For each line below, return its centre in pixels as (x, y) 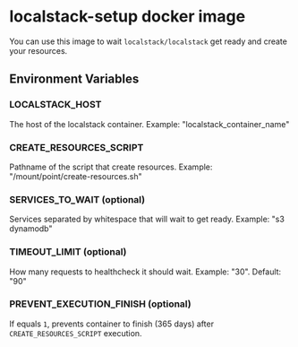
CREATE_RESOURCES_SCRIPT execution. (76, 333)
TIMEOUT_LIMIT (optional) (68, 252)
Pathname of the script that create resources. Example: (111, 167)
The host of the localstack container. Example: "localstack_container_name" (149, 124)
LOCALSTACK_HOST (55, 105)
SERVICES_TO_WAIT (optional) (77, 199)
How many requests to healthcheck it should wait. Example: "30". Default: (145, 272)
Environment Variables (74, 79)
